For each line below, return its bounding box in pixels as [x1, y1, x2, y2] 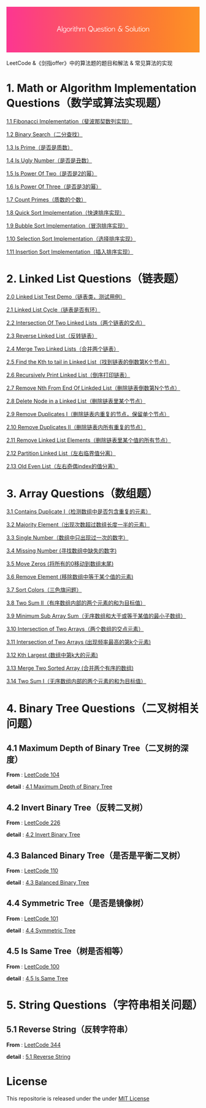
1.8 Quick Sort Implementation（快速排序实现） [6, 209, 126, 216]
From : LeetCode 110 [6, 867, 58, 875]
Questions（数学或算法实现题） [6, 96, 167, 110]
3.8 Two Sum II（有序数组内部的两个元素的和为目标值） [6, 599, 146, 606]
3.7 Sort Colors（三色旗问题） [6, 586, 82, 594]
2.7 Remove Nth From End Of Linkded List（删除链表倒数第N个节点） [6, 384, 181, 392]
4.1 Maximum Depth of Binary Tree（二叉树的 [6, 743, 181, 753]
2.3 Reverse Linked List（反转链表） [6, 332, 97, 339]
